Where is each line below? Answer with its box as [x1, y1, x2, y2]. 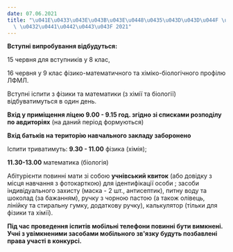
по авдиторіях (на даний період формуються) [7, 118, 144, 126]
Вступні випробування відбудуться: [7, 42, 118, 51]
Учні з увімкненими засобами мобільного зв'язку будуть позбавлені [7, 230, 218, 238]
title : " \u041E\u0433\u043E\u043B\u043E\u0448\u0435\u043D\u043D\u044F [7, 17, 218, 24]
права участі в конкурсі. [7, 237, 82, 245]
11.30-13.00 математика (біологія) [7, 158, 109, 167]
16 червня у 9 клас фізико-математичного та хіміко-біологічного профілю [7, 69, 226, 77]
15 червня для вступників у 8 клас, [7, 56, 110, 64]
